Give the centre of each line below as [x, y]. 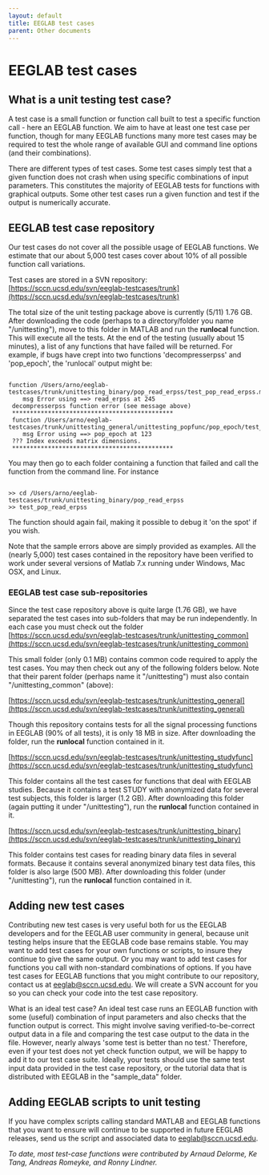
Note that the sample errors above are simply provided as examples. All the [132, 547]
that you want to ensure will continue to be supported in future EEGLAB [126, 1130]
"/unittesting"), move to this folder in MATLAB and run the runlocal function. [134, 329]
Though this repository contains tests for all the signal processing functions [133, 725]
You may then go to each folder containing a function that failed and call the [133, 463]
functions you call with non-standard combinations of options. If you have [130, 967]
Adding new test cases [67, 905]
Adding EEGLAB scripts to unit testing [104, 1102]
